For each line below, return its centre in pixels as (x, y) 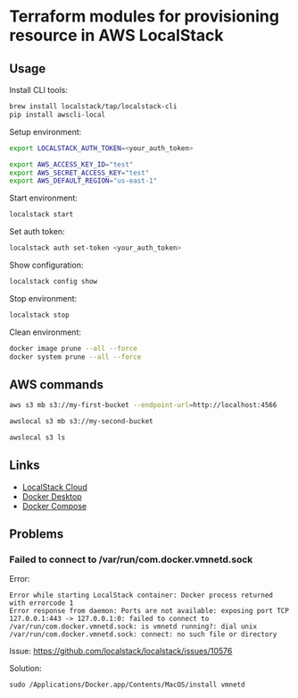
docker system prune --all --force (75, 357)
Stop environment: (43, 298)
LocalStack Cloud (54, 487)
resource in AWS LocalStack (116, 35)
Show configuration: (46, 265)
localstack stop (39, 315)
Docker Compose (54, 506)
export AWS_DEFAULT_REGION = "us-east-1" (83, 181)
